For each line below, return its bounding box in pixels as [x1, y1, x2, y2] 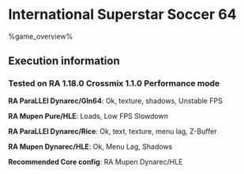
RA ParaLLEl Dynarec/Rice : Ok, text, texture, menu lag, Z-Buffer [8, 126, 217, 135]
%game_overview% [8, 31, 73, 41]
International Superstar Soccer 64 [8, 6, 237, 24]
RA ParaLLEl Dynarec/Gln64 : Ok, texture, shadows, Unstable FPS [8, 96, 223, 106]
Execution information [8, 54, 120, 68]
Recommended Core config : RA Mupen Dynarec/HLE [8, 157, 183, 166]
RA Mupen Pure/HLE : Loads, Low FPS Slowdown [8, 111, 168, 120]
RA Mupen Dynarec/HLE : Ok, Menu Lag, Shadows [8, 142, 173, 151]
